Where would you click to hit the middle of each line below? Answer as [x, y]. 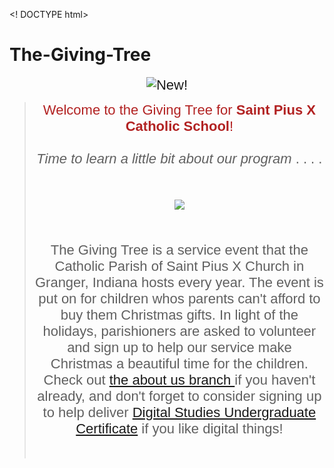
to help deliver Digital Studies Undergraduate [179, 412]
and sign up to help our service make [179, 347]
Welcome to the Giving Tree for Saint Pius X [179, 109]
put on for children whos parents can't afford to [179, 298]
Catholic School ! [179, 125]
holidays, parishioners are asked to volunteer [179, 330]
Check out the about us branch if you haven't [179, 379]
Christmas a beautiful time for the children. [179, 363]
